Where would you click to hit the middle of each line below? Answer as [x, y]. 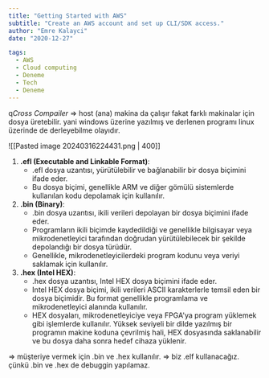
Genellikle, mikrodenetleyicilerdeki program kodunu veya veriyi [136, 255]
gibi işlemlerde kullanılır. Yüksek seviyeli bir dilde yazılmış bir [132, 323]
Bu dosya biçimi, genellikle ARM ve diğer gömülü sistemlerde [133, 187]
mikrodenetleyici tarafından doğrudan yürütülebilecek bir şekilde [139, 238]
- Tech [26, 82]
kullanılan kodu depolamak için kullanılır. [98, 195]
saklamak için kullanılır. [70, 264]
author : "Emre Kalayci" [48, 31]
